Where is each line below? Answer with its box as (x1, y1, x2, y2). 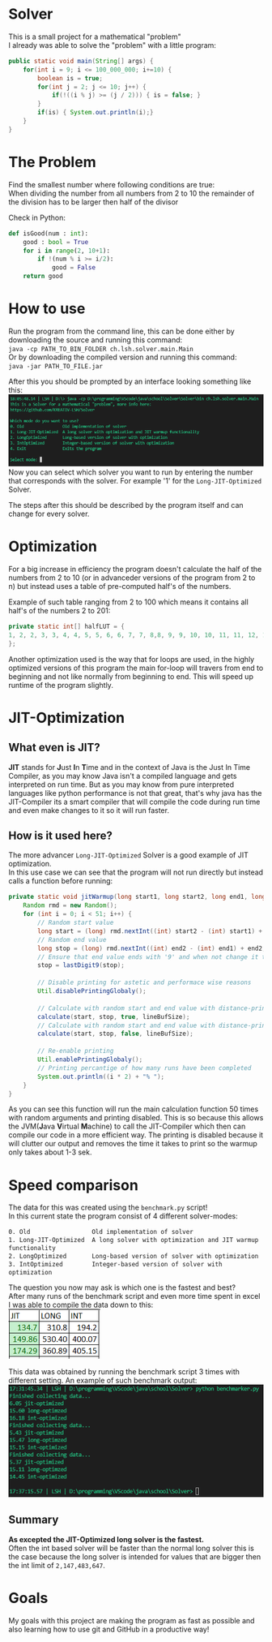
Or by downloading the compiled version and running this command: (8, 352, 237, 362)
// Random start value (37, 918, 114, 926)
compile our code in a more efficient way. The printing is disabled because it (8, 1130, 264, 1140)
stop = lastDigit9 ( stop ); (37, 961, 125, 969)
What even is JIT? (8, 741, 100, 754)
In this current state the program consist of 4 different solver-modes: (8, 1211, 238, 1221)
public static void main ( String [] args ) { (8, 57, 154, 65)
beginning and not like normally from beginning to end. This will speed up (8, 671, 253, 681)
